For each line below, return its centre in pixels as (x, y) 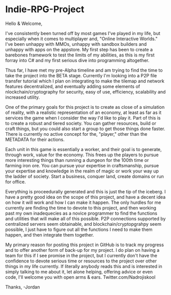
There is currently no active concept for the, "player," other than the (76, 134)
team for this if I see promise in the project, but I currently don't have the (81, 255)
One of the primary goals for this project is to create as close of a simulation (85, 107)
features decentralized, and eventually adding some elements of (73, 86)
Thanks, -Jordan (23, 287)
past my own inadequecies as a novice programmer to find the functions (81, 213)
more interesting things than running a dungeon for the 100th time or (77, 160)
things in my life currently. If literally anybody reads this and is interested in (84, 266)
